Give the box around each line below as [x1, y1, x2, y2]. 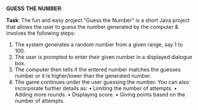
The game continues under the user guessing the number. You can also [14, 79, 189, 85]
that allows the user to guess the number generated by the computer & [6, 24, 178, 30]
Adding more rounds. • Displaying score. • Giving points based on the [14, 91, 186, 98]
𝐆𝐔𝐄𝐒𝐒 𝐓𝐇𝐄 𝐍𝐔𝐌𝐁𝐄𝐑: [6, 5, 63, 12]
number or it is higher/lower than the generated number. [14, 72, 152, 79]
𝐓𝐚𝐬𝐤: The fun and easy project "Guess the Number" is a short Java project [6, 17, 190, 24]
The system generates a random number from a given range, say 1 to [14, 41, 183, 48]
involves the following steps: [6, 29, 76, 36]
